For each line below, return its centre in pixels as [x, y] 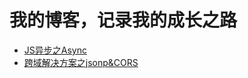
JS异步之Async [55, 50]
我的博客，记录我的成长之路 [123, 20]
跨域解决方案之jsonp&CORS [81, 62]
